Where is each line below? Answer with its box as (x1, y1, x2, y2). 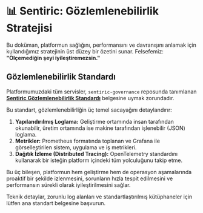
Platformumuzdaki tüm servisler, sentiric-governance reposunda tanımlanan (6, 88, 197, 95)
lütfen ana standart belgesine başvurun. (6, 199, 106, 206)
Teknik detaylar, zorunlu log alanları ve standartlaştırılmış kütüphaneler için (6, 193, 193, 200)
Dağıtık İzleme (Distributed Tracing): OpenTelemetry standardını (15, 150, 178, 157)
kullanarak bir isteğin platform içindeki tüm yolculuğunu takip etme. (15, 157, 183, 164)
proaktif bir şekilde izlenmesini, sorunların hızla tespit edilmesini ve (6, 175, 173, 182)
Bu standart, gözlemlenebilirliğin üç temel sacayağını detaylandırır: (6, 106, 172, 113)
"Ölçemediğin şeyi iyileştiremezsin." (6, 54, 101, 61)
